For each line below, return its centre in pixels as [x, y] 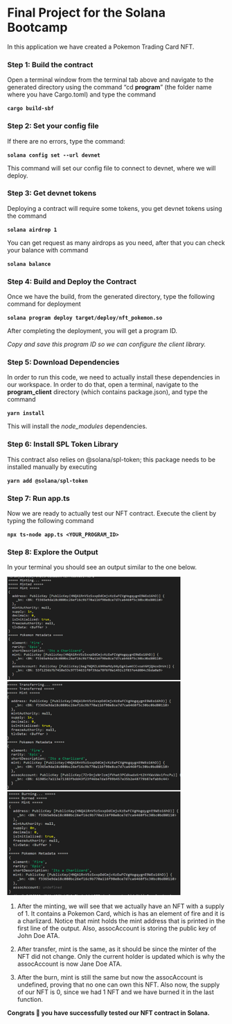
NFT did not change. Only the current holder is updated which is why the [121, 957]
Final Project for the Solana [87, 13]
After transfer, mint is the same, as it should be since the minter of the [117, 949]
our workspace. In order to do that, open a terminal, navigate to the [103, 385]
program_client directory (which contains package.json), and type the [108, 392]
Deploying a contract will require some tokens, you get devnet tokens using [115, 208]
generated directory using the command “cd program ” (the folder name [110, 87]
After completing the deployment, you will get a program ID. [92, 331]
